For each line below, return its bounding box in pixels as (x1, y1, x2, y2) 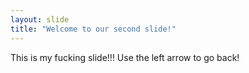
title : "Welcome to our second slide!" (10, 24, 177, 34)
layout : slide (10, 14, 70, 25)
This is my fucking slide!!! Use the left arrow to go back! (10, 51, 240, 63)
